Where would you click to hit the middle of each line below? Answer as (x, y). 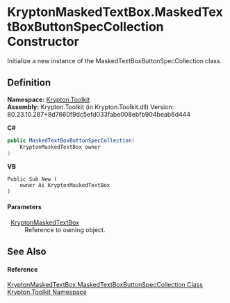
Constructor (43, 42)
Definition (29, 83)
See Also (27, 251)
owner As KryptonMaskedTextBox (65, 186)
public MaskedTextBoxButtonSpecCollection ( (71, 140)
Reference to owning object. (65, 229)
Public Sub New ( (32, 179)
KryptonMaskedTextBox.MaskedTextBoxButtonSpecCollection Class (105, 285)
